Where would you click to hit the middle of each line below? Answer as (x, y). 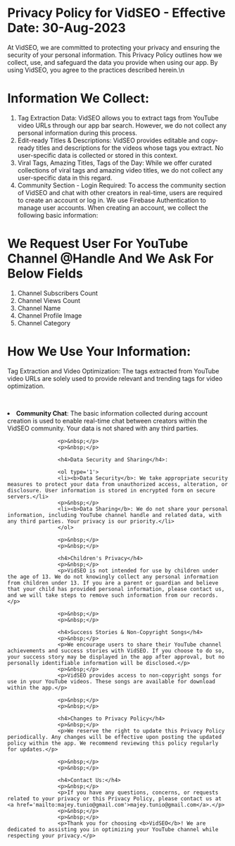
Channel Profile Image (50, 316)
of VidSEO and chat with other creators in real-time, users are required (120, 192)
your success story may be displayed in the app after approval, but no (116, 657)
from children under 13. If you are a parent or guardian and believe (113, 583)
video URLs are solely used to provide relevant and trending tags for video (115, 378)
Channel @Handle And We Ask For (110, 259)
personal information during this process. (77, 132)
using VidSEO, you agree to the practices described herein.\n (96, 70)
